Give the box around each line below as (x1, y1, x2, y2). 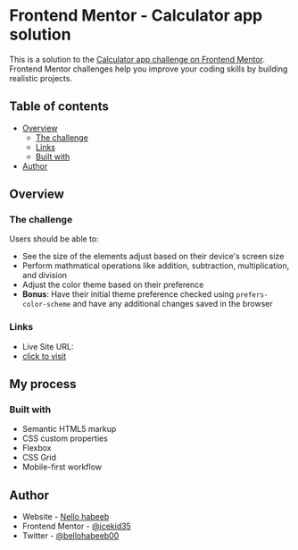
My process (9, 377, 77, 392)
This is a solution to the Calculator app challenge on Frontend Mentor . (9, 54, 266, 64)
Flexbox (21, 443, 52, 453)
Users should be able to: (9, 233, 100, 244)
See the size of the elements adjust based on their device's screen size (21, 251, 285, 262)
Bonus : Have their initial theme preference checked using (21, 289, 235, 300)
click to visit (21, 351, 67, 361)
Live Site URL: (21, 341, 74, 351)
